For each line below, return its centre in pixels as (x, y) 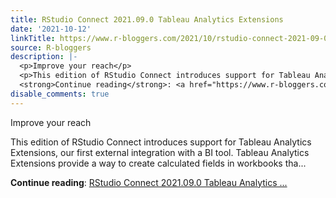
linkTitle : (33, 38)
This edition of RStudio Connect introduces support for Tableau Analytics (161, 142)
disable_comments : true (60, 94)
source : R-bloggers (51, 47)
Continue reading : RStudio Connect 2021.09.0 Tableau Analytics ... (149, 182)
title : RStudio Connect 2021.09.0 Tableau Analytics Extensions (147, 19)
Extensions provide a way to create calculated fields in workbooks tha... (158, 163)
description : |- (44, 57)
